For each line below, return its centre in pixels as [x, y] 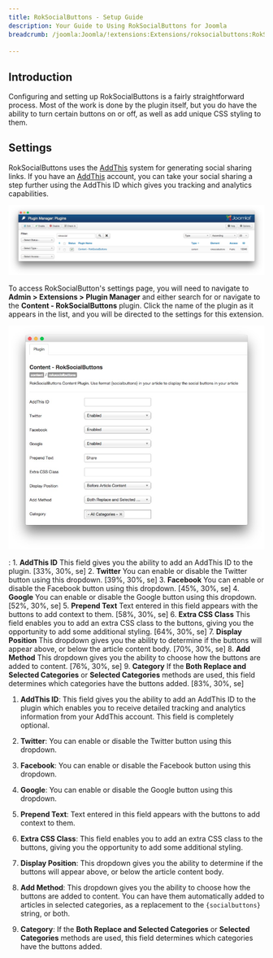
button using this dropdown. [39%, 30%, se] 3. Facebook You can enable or [136, 580]
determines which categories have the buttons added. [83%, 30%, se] [126, 683]
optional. [35, 725]
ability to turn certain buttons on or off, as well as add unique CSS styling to [135, 114]
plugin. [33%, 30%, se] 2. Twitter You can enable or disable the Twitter [128, 571]
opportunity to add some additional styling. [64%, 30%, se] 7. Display [125, 632]
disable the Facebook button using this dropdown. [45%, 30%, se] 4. [124, 588]
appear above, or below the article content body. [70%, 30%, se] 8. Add [129, 649]
